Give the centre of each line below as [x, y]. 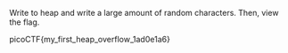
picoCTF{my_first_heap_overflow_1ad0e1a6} [90, 39]
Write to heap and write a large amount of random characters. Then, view [144, 13]
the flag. [25, 22]
